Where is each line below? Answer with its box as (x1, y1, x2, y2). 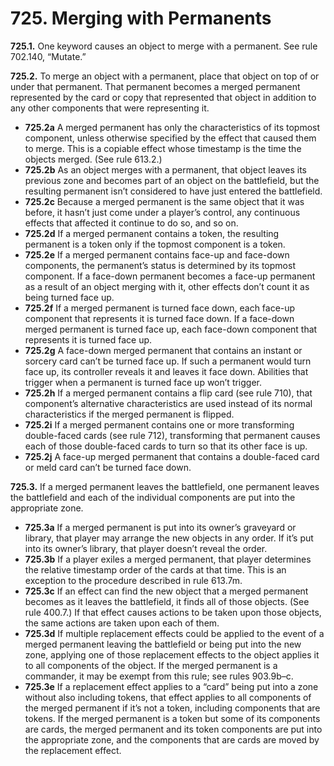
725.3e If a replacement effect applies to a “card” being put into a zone (24, 680, 319, 692)
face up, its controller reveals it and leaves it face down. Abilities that (24, 365, 309, 377)
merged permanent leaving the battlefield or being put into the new (24, 638, 302, 650)
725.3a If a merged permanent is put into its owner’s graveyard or (24, 521, 297, 533)
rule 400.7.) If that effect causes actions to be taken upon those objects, (24, 606, 322, 618)
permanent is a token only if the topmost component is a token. (24, 238, 286, 250)
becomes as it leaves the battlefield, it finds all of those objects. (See (24, 595, 310, 607)
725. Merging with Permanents (10, 7, 272, 30)
